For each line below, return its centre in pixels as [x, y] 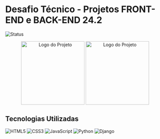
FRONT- [138, 9]
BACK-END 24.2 [68, 20]
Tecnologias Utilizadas [42, 119]
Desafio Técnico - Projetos [62, 9]
